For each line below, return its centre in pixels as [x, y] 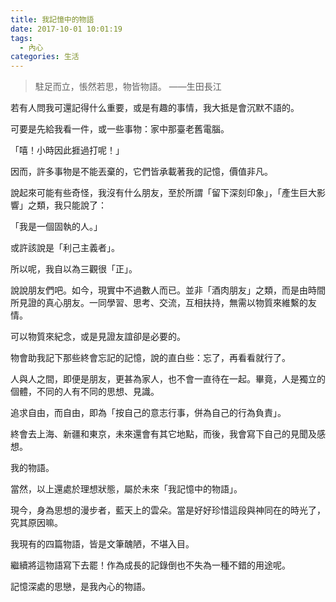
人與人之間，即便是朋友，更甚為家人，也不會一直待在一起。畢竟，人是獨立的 [168, 379]
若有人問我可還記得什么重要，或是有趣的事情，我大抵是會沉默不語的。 [155, 108]
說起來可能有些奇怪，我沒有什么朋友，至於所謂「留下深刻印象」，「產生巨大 [163, 193]
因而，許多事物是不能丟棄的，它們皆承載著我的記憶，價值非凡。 [141, 172]
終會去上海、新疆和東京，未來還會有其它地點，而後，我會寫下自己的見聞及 [163, 434]
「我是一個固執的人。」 [56, 227]
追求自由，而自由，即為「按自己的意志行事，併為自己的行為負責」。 [148, 413]
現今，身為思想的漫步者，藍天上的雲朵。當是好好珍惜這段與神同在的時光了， [168, 510]
